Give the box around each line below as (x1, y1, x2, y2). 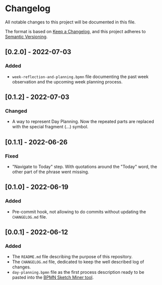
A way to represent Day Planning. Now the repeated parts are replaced (12, 119, 154, 124)
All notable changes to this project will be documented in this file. (5, 19, 136, 25)
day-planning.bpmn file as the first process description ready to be (12, 269, 144, 275)
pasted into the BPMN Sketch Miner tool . (12, 274, 94, 281)
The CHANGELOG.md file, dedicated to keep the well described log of (12, 259, 144, 265)
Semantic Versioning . (5, 34, 48, 40)
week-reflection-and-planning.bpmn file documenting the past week (12, 74, 149, 80)
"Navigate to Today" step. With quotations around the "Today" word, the (12, 164, 157, 169)
